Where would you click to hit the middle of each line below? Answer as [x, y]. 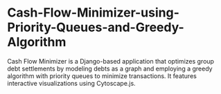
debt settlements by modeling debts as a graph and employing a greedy [110, 68]
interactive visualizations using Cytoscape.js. [72, 83]
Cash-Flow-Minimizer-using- [94, 13]
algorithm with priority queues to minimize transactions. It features [102, 76]
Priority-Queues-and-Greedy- [96, 27]
